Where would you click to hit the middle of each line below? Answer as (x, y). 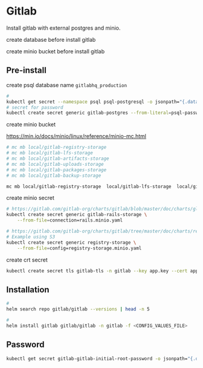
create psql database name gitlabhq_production (67, 85)
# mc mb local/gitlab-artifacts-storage (58, 159)
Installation (28, 290)
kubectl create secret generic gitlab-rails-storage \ (77, 215)
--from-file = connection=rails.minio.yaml (70, 220)
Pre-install (26, 71)
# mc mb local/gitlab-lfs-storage (50, 153)
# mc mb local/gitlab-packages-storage (56, 170)
